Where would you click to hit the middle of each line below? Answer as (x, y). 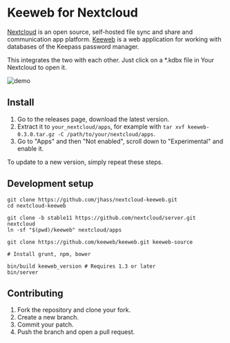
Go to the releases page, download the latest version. (93, 119)
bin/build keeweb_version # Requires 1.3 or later (82, 266)
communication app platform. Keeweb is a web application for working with (114, 39)
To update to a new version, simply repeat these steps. (85, 162)
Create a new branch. (48, 317)
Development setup (50, 184)
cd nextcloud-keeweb (37, 205)
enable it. (30, 148)
